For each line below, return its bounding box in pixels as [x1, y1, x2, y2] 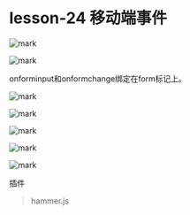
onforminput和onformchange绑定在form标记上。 [9, 73, 187, 84]
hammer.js [30, 196, 69, 206]
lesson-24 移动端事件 [9, 8, 168, 28]
